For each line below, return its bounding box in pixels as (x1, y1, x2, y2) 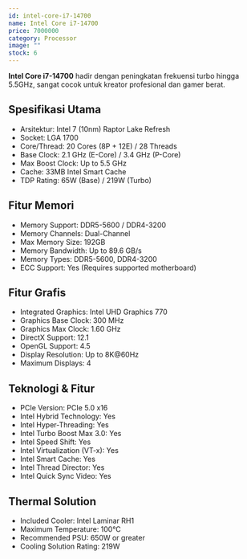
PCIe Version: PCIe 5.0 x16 (19, 403, 108, 413)
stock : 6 (8, 49, 38, 57)
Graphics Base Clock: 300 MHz (19, 316, 124, 325)
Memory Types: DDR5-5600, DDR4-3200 (19, 254, 158, 263)
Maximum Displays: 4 (19, 358, 91, 368)
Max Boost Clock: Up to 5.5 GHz (19, 158, 127, 168)
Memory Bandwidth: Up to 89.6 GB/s (19, 246, 142, 255)
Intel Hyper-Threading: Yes (19, 420, 110, 430)
